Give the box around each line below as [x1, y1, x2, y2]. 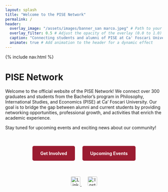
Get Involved [40, 150, 67, 156]
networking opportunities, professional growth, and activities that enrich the [5, 109, 161, 116]
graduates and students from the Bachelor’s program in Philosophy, [5, 93, 144, 100]
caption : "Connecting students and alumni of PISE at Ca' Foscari [9, 36, 151, 41]
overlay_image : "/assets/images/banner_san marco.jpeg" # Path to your [9, 26, 162, 31]
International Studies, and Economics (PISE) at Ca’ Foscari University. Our [5, 99, 157, 105]
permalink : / [5, 17, 32, 22]
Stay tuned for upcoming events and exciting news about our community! [5, 124, 156, 131]
